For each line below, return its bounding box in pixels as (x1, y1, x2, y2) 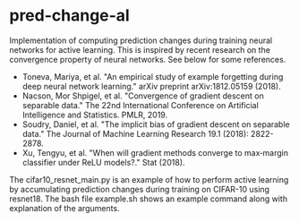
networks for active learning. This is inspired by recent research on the (9, 44, 271, 55)
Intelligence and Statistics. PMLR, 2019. (21, 109, 168, 120)
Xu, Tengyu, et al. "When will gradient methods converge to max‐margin (21, 147, 289, 158)
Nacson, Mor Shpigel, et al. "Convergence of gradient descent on (21, 90, 264, 101)
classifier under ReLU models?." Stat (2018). (21, 157, 185, 167)
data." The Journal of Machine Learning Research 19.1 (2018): (21, 128, 249, 139)
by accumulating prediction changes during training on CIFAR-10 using (9, 184, 270, 194)
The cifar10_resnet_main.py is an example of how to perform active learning (9, 174, 289, 184)
